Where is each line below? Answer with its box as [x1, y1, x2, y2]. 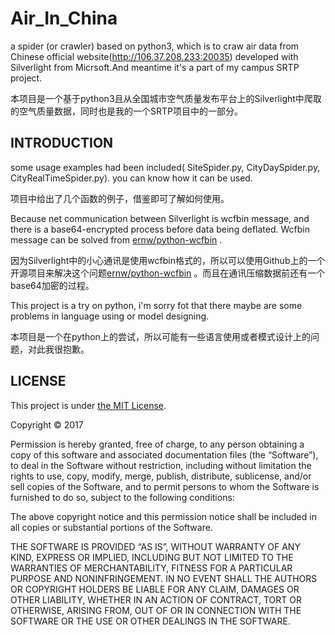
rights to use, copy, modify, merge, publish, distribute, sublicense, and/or [10, 470, 312, 482]
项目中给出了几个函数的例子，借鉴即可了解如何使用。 [10, 192, 230, 204]
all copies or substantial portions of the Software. [10, 521, 213, 533]
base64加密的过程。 [10, 279, 95, 291]
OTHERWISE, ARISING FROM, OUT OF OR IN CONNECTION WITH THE [10, 604, 302, 616]
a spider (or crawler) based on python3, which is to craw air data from [10, 40, 300, 52]
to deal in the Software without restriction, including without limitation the [10, 459, 312, 471]
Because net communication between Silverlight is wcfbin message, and [10, 212, 310, 224]
